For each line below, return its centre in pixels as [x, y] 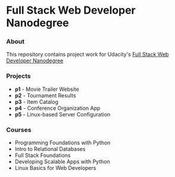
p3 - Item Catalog [36, 102]
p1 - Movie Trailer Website [47, 89]
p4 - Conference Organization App [57, 108]
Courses [19, 129]
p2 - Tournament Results [45, 95]
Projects [18, 76]
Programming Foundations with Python [62, 143]
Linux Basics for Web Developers [55, 168]
